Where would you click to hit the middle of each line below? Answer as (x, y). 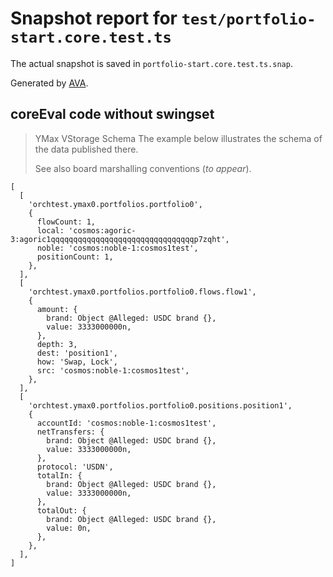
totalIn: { (59, 475)
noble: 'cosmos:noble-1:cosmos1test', (117, 248)
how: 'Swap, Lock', (77, 362)
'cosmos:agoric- (102, 230)
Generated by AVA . (49, 83)
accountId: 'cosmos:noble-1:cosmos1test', (126, 423)
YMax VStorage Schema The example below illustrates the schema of (178, 138)
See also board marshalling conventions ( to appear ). (143, 168)
